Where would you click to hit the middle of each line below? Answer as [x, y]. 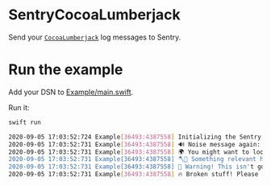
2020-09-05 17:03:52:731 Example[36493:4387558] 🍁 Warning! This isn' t [131, 167]
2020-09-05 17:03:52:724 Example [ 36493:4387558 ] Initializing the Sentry [135, 137]
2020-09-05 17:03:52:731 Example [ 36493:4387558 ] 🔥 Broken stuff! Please [133, 175]
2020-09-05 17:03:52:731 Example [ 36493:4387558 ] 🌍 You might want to [129, 152]
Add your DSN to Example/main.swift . [71, 92]
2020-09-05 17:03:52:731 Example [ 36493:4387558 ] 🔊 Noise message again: [134, 144]
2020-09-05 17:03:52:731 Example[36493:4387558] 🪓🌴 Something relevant [132, 159]
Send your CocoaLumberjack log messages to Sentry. [95, 37]
